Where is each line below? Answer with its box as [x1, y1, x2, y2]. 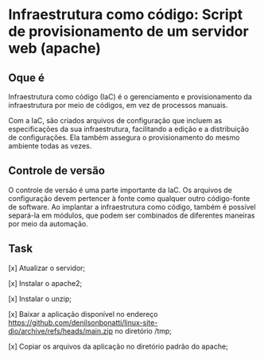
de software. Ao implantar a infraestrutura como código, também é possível [8, 202, 256, 211]
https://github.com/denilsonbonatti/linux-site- [8, 318, 158, 327]
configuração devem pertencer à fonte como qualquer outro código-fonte [8, 193, 250, 203]
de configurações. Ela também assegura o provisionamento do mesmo [8, 133, 240, 142]
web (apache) [8, 40, 102, 57]
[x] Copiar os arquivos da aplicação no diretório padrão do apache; [8, 342, 228, 351]
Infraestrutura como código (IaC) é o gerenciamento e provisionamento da [8, 92, 252, 101]
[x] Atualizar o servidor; [8, 263, 86, 272]
